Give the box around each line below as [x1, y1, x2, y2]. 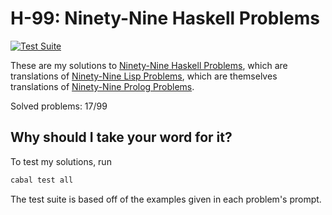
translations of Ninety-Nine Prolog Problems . [10, 80, 195, 92]
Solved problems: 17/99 [10, 100, 108, 112]
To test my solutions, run [10, 155, 112, 167]
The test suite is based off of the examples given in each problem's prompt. [10, 193, 322, 205]
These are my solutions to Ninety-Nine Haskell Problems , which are [10, 59, 288, 71]
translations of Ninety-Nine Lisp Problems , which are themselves [10, 70, 278, 82]
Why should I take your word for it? [10, 129, 233, 146]
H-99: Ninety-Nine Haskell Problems [10, 7, 320, 30]
